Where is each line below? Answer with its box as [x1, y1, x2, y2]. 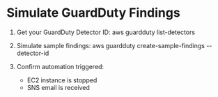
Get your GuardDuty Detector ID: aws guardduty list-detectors [16, 28, 196, 36]
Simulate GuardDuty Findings [6, 5, 180, 21]
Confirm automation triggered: [16, 62, 104, 70]
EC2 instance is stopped [26, 75, 98, 84]
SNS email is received [26, 83, 90, 91]
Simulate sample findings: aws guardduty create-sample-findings [16, 41, 205, 50]
